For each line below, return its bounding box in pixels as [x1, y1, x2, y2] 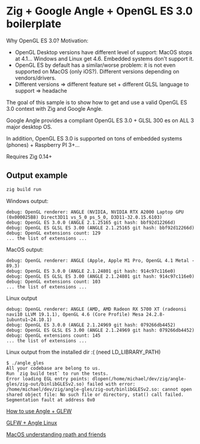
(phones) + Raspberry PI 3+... [6, 141, 80, 148]
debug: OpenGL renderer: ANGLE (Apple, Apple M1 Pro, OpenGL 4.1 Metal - [6, 257, 195, 263]
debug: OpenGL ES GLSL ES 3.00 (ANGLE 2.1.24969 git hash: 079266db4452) [6, 327, 195, 333]
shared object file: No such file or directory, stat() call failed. [6, 392, 184, 398]
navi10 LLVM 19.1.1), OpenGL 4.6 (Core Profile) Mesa [6, 311, 144, 317]
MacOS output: [6, 246, 44, 253]
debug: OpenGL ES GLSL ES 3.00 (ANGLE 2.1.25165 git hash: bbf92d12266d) [6, 225, 195, 231]
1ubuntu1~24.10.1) [6, 316, 52, 323]
